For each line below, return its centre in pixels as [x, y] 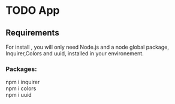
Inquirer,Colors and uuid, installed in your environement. [75, 54]
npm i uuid [19, 95]
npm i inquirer [23, 82]
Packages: [21, 69]
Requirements [32, 33]
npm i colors [21, 88]
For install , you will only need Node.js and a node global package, [87, 47]
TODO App [33, 11]
